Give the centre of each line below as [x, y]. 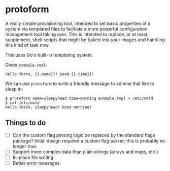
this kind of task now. [27, 45]
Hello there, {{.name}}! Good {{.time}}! [50, 74]
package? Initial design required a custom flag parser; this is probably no [89, 140]
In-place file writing [33, 157]
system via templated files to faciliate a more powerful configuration [76, 28]
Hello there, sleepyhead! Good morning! [49, 107]
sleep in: [14, 89]
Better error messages [36, 163]
